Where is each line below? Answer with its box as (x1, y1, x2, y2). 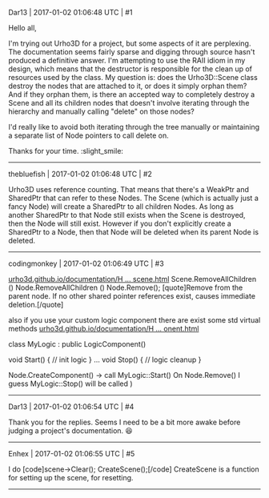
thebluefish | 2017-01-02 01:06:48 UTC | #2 (8, 169, 152, 179)
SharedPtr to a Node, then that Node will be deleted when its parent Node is (8, 227, 259, 236)
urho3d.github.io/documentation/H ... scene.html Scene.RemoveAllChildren (8, 275, 257, 283)
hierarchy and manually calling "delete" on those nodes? (8, 106, 195, 116)
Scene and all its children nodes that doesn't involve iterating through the (8, 98, 250, 107)
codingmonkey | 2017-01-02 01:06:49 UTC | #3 (8, 259, 164, 268)
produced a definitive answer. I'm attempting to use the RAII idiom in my (8, 56, 246, 65)
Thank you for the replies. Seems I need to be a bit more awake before (8, 417, 241, 427)
